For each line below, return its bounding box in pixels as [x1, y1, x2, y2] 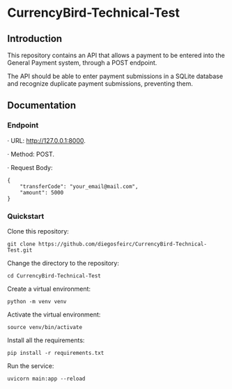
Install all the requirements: [7, 336, 85, 344]
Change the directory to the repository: [7, 259, 120, 267]
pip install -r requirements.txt [7, 349, 105, 356]
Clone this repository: [7, 227, 70, 235]
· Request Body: [7, 163, 53, 171]
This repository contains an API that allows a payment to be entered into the [7, 51, 225, 59]
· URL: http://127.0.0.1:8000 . [7, 136, 86, 144]
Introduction [7, 33, 63, 45]
